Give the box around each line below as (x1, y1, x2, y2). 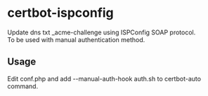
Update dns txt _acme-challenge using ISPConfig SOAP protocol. (7, 28, 196, 36)
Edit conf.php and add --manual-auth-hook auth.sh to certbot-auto (7, 74, 202, 83)
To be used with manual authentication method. (7, 35, 145, 43)
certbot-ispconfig (7, 5, 114, 21)
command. (7, 82, 39, 90)
